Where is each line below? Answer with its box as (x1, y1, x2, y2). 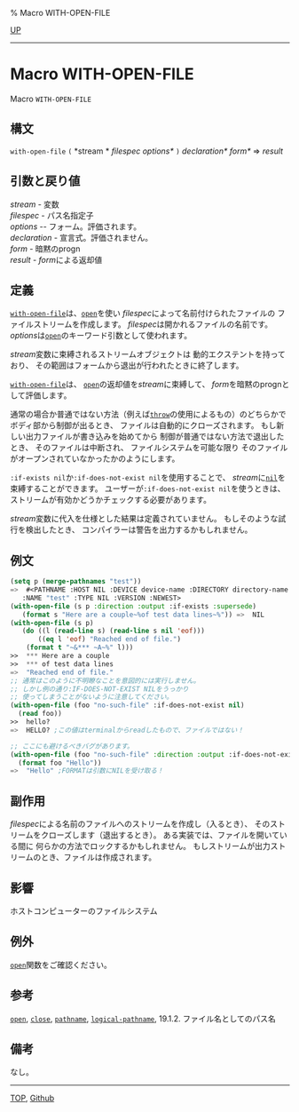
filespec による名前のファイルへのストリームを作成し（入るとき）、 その (10, 819, 271, 830)
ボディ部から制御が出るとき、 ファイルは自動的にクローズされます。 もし (10, 420, 277, 431)
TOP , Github (10, 1092, 55, 1104)
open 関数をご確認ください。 (10, 959, 112, 970)
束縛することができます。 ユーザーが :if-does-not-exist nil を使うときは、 (10, 483, 286, 494)
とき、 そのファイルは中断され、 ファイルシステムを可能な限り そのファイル (10, 442, 288, 453)
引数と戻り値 (10, 173, 81, 189)
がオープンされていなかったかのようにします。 (10, 453, 180, 465)
